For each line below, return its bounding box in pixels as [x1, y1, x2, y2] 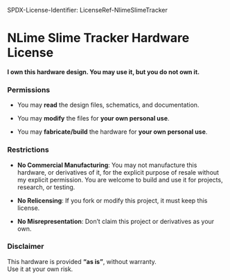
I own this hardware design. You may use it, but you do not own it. [7, 67, 200, 76]
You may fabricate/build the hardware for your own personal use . [17, 128, 208, 136]
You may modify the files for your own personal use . [17, 114, 170, 123]
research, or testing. [17, 183, 76, 191]
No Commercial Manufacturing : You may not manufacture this [17, 161, 197, 169]
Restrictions [7, 145, 50, 155]
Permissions [7, 85, 51, 94]
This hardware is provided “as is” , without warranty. [7, 257, 157, 265]
